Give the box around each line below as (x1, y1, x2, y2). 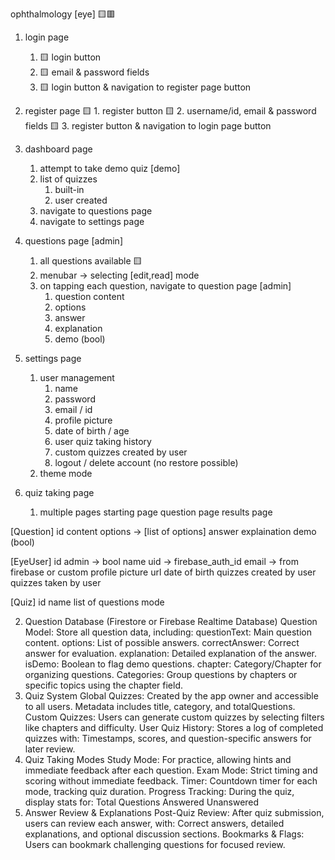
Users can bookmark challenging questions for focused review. (24, 839, 286, 850)
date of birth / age (54, 425, 130, 437)
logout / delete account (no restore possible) (54, 457, 239, 468)
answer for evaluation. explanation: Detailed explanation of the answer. (24, 648, 318, 659)
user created (54, 194, 108, 206)
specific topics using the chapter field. (24, 679, 184, 691)
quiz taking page (24, 487, 95, 498)
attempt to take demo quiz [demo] (39, 163, 181, 174)
